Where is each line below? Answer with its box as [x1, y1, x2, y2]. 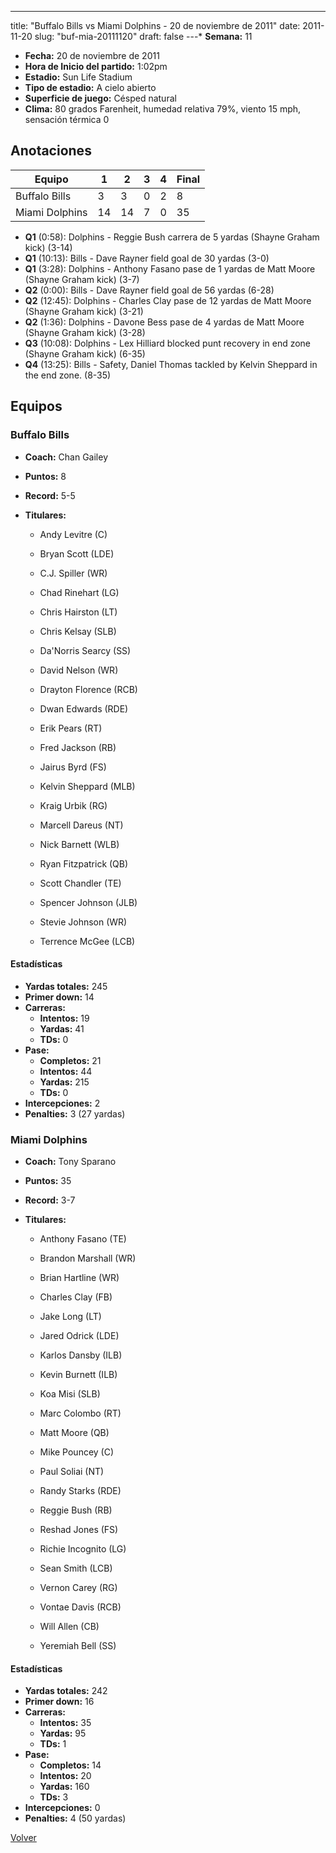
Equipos [10, 398, 63, 415]
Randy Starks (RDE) [39, 1485, 122, 1496]
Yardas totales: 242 [24, 1685, 108, 1697]
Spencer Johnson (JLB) [39, 896, 138, 908]
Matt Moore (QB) [39, 1427, 110, 1438]
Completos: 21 [39, 1054, 102, 1066]
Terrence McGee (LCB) [39, 935, 136, 947]
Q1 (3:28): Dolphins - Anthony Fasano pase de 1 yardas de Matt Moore [24, 262, 316, 275]
